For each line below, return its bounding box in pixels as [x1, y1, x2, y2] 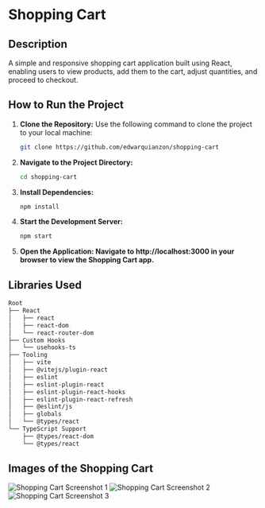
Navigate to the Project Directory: [19, 157, 133, 167]
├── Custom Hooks [8, 336, 66, 344]
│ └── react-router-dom [8, 328, 94, 337]
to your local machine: [19, 127, 93, 137]
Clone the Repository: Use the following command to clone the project [19, 119, 252, 129]
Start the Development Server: [19, 217, 123, 227]
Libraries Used [8, 278, 82, 292]
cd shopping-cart [19, 173, 78, 180]
